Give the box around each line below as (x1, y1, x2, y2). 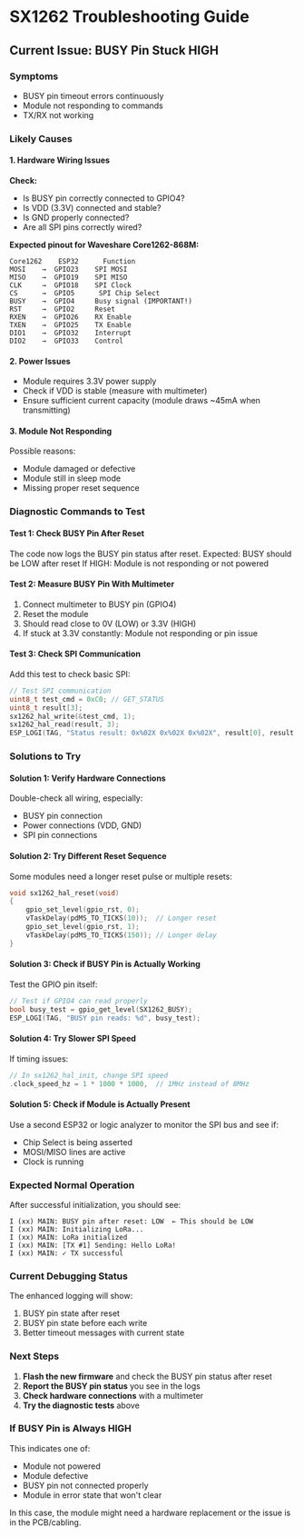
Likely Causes (9, 132, 73, 145)
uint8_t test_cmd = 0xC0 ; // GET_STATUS (9, 694, 165, 704)
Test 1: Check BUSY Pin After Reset (9, 527, 145, 538)
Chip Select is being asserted (22, 1136, 133, 1147)
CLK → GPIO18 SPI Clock (9, 281, 132, 290)
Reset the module (22, 608, 89, 619)
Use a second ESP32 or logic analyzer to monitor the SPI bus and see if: (9, 1119, 279, 1130)
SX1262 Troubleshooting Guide (9, 6, 250, 27)
